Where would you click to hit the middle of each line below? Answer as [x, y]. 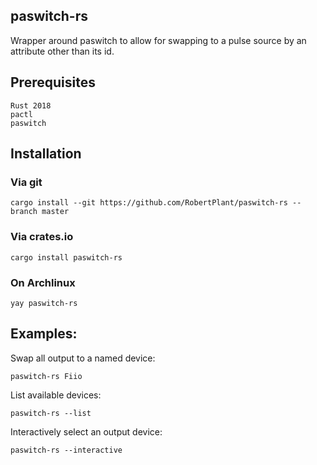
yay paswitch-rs [44, 303]
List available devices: [56, 395]
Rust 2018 [31, 105]
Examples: [44, 334]
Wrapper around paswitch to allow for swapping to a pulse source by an [158, 40]
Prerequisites [53, 82]
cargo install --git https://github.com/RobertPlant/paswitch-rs [149, 203]
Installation [46, 154]
